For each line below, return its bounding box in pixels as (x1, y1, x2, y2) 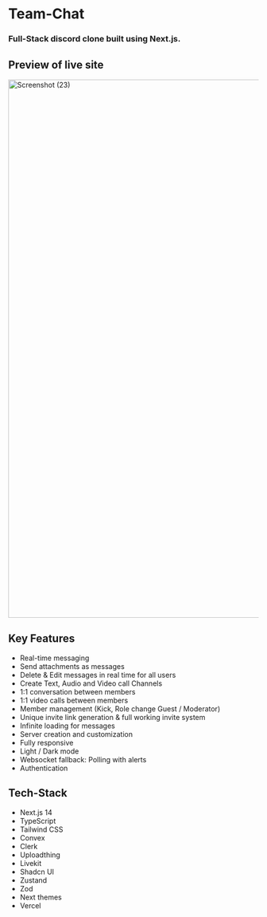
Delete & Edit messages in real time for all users (19, 670, 176, 679)
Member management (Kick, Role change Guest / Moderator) (19, 703, 221, 714)
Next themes (19, 892, 62, 902)
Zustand (19, 875, 48, 885)
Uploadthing (19, 850, 61, 860)
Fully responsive (19, 738, 74, 747)
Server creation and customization (19, 729, 133, 738)
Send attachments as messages (19, 661, 125, 671)
